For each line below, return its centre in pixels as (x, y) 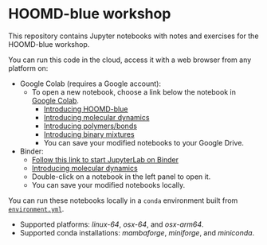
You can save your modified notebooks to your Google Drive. (144, 142)
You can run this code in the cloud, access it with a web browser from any (130, 60)
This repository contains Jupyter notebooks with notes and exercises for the (133, 36)
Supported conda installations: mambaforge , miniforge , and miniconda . (137, 232)
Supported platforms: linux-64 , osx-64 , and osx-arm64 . (112, 224)
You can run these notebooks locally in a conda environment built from (123, 200)
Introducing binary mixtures (89, 134)
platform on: (28, 68)
